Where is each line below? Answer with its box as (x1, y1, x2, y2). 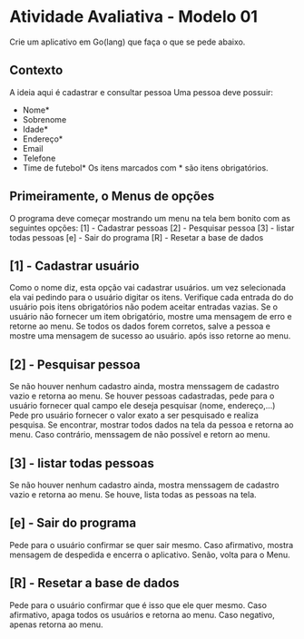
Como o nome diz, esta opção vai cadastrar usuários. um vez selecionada (9, 282, 286, 293)
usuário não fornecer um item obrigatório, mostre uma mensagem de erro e (9, 311, 292, 322)
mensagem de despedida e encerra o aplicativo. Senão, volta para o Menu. (9, 549, 290, 560)
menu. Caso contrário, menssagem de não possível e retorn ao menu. (9, 429, 270, 440)
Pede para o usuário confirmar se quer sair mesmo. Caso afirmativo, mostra (9, 539, 294, 550)
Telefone (22, 152, 56, 163)
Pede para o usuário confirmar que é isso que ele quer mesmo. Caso (9, 599, 268, 610)
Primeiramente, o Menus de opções (9, 189, 215, 204)
